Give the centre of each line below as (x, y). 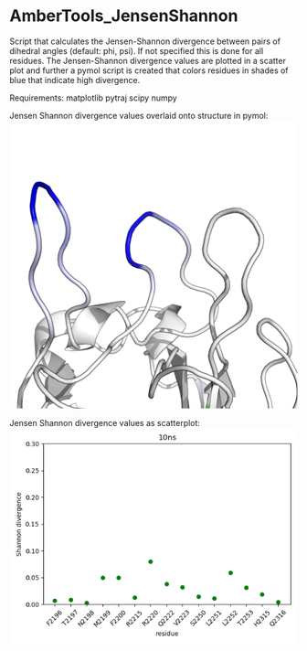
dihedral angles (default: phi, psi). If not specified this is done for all (137, 50)
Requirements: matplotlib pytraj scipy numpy (94, 98)
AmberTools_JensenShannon (124, 16)
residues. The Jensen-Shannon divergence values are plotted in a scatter (148, 60)
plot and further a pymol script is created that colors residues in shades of (149, 70)
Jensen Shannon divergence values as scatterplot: (105, 422)
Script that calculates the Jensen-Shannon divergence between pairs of (145, 41)
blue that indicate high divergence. (75, 80)
